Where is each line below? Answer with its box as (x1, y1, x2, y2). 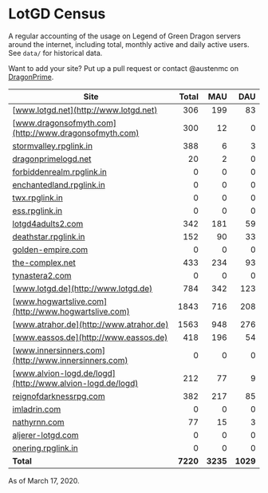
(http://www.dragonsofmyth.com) (12, 127, 140, 138)
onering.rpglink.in (12, 442, 78, 453)
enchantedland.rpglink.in (12, 179, 105, 190)
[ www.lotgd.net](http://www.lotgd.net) (12, 105, 158, 116)
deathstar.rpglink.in (12, 231, 85, 242)
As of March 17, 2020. (8, 475, 80, 485)
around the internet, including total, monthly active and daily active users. (8, 39, 250, 49)
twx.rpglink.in (12, 192, 64, 203)
